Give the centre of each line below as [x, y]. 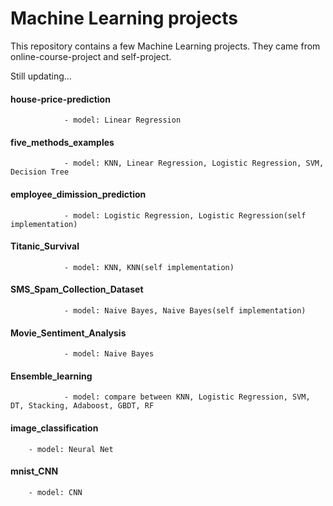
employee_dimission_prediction [78, 194]
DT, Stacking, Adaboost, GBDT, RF [82, 406]
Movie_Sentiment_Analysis [68, 333]
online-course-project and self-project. [91, 56]
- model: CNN [55, 492]
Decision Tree [40, 172]
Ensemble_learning [51, 376]
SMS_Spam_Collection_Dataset [77, 289]
